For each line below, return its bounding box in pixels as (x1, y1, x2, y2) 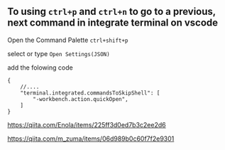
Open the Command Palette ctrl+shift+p (7, 36, 128, 44)
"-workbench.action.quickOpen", (33, 95, 129, 102)
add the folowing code (7, 63, 73, 72)
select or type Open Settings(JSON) (7, 49, 110, 58)
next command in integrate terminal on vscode (7, 17, 219, 29)
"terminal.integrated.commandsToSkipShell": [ (20, 89, 160, 97)
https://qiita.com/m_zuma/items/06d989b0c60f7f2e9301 (7, 134, 175, 143)
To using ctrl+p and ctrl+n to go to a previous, (7, 6, 216, 18)
